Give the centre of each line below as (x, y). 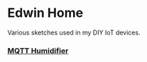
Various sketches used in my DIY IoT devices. (74, 32)
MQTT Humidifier (38, 51)
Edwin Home (45, 13)
